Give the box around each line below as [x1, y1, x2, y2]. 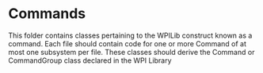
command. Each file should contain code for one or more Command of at [8, 38, 247, 48]
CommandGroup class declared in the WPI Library [8, 56, 172, 65]
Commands [8, 5, 86, 23]
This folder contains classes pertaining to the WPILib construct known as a [8, 31, 253, 40]
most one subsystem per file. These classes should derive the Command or [8, 47, 255, 57]
